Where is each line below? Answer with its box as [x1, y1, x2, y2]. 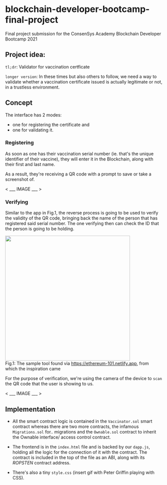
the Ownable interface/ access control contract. [12, 434, 111, 440]
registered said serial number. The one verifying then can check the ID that [5, 220, 160, 226]
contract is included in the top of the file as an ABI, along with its [12, 454, 145, 460]
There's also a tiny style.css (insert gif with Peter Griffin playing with [12, 469, 155, 475]
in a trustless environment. [5, 84, 60, 90]
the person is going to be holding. [5, 226, 75, 232]
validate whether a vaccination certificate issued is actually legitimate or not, [5, 78, 163, 84]
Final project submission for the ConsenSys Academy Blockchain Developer [5, 30, 161, 36]
